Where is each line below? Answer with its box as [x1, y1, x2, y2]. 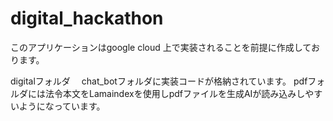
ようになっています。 [18, 100, 106, 112]
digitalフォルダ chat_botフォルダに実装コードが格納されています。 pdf [10, 75, 308, 87]
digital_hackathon [10, 7, 164, 30]
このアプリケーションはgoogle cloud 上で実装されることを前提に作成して [10, 41, 312, 53]
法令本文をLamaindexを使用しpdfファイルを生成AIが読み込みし [44, 87, 306, 99]
